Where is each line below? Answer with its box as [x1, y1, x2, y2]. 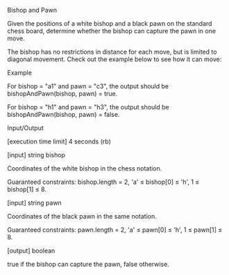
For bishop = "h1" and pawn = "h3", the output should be [7, 103, 169, 111]
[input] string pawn [7, 198, 62, 207]
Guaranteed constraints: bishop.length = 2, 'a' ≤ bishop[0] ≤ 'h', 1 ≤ [7, 178, 200, 186]
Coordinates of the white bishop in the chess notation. [7, 164, 162, 173]
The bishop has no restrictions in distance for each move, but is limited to [7, 48, 217, 56]
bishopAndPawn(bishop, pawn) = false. [7, 111, 120, 118]
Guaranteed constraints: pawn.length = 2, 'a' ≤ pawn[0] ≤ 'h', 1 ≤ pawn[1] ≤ [7, 226, 223, 234]
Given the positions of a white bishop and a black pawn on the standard [7, 19, 212, 27]
